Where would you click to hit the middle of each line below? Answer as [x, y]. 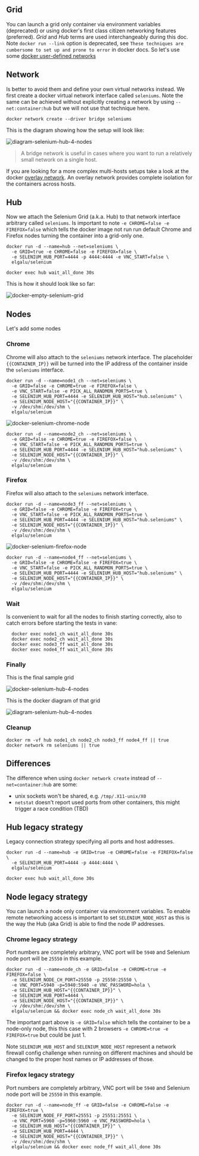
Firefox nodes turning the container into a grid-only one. [75, 236]
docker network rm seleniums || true [53, 745]
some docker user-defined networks [51, 55]
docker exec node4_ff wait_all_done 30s [62, 650]
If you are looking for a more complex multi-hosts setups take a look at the [97, 171]
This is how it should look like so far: [51, 284]
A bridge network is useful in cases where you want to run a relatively [106, 153]
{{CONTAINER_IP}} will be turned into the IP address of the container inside [97, 363]
